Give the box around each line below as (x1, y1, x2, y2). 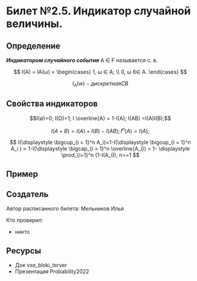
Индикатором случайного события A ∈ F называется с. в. (6, 57, 158, 64)
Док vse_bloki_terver (14, 262, 67, 269)
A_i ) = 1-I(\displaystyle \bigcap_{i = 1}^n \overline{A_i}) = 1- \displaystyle (11, 145, 190, 152)
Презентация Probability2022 (14, 268, 90, 275)
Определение (6, 41, 61, 51)
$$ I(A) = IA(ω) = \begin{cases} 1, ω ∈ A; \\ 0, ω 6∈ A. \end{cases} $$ (13, 68, 187, 75)
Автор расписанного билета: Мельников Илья (6, 205, 124, 212)
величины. (6, 17, 63, 31)
